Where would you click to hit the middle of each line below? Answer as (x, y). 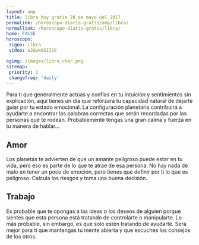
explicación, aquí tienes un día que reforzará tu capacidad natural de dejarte (99, 101)
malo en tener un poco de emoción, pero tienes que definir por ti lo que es (97, 172)
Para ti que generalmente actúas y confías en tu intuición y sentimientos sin (99, 95)
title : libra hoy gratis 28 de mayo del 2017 (63, 17)
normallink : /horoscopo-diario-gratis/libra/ (63, 28)
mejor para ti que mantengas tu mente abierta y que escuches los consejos (98, 230)
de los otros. (21, 236)
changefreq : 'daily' (34, 78)
